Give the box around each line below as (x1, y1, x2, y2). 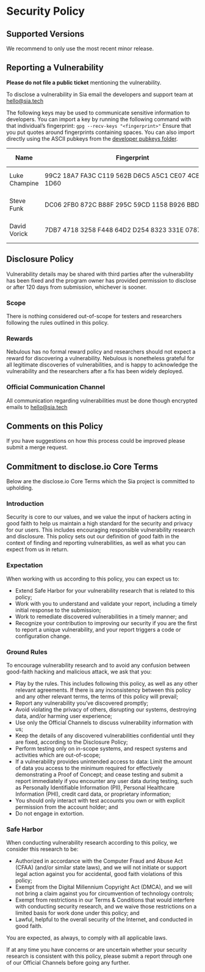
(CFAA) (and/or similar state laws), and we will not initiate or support (15, 864, 187, 871)
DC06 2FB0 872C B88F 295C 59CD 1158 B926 (45, 200, 185, 209)
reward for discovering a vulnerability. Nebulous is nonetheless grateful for (6, 355, 195, 362)
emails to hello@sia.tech (6, 403, 68, 410)
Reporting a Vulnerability (6, 62, 104, 73)
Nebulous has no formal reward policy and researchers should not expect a (6, 348, 196, 355)
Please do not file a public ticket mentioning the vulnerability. (6, 78, 162, 86)
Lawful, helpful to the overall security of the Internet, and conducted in (15, 916, 193, 923)
